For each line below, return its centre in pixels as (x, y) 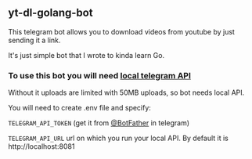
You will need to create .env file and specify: (79, 108)
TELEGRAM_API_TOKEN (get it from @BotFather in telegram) (99, 123)
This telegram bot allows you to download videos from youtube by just (121, 31)
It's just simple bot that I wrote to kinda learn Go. (86, 55)
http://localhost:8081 (41, 146)
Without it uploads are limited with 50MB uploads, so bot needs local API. (126, 92)
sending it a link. (34, 40)
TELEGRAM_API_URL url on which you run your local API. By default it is (119, 138)
